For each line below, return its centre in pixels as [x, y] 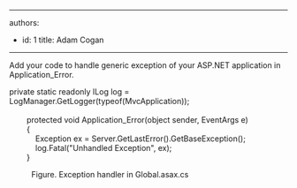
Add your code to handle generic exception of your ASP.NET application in [145, 65]
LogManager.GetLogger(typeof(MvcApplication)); [99, 101]
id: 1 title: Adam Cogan [63, 40]
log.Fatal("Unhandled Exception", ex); [103, 148]
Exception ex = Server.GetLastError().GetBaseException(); [140, 139]
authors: [24, 23]
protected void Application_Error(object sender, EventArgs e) [137, 120]
